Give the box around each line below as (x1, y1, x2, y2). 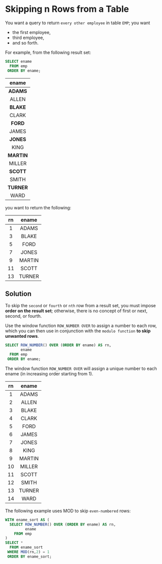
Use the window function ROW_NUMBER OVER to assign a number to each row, (5, 322, 157, 329)
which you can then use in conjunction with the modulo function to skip (5, 328, 151, 334)
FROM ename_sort (9, 545, 43, 550)
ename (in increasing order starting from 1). (5, 370, 93, 376)
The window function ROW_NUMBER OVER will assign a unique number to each (5, 365, 157, 371)
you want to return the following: (5, 204, 72, 210)
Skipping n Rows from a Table (5, 3, 129, 15)
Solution (5, 289, 32, 298)
